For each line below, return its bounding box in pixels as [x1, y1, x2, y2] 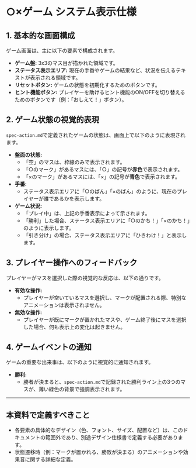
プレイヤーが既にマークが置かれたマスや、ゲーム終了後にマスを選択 [23, 316, 187, 323]
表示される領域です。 [30, 74, 81, 81]
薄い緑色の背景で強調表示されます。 [38, 386, 125, 393]
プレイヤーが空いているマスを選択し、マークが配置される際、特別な [23, 294, 187, 301]
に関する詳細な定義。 [24, 456, 76, 463]
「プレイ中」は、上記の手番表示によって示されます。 [23, 209, 150, 216]
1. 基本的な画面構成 [6, 30, 75, 40]
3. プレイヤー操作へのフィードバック [6, 258, 138, 268]
